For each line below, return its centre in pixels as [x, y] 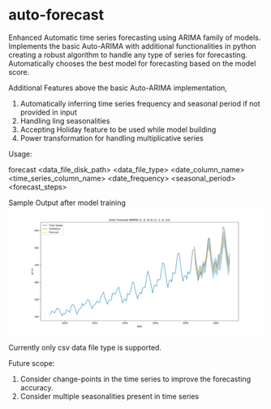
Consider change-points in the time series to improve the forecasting [135, 379]
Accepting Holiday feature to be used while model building [118, 129]
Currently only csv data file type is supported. [85, 348]
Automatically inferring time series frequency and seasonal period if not [140, 103]
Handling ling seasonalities [65, 120]
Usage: [20, 154]
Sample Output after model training [67, 202]
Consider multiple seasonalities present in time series [110, 397]
